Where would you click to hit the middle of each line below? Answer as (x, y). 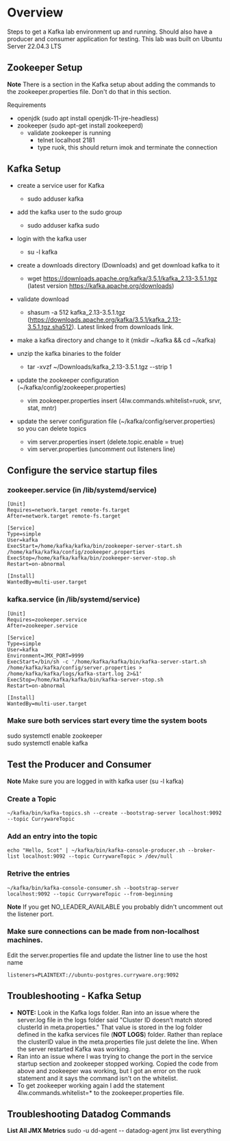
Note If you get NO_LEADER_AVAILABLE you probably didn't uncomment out (115, 906)
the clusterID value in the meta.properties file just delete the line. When (117, 1042)
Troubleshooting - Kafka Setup (74, 996)
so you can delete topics (52, 428)
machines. (25, 940)
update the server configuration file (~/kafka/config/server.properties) (116, 421)
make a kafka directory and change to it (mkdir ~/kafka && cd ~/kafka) (116, 340)
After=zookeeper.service (42, 625)
